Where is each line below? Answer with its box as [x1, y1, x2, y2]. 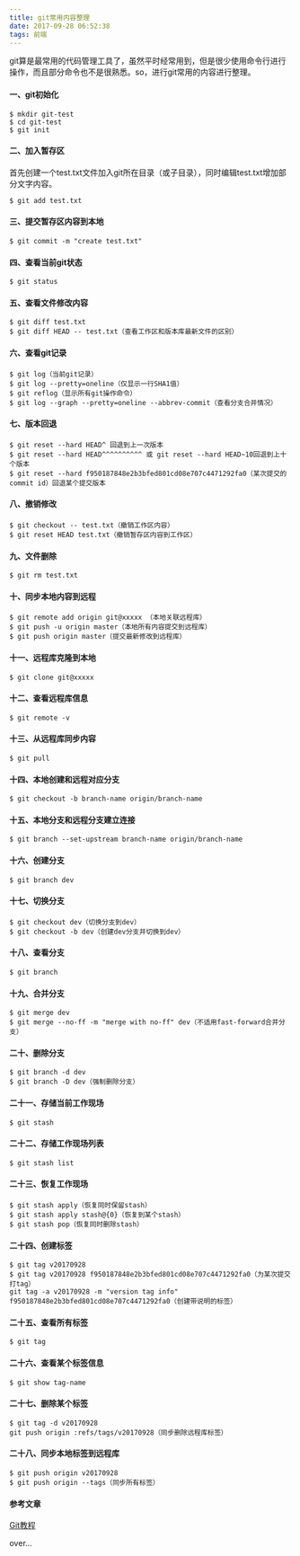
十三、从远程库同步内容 [9, 733, 96, 744]
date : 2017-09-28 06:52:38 [9, 22, 110, 31]
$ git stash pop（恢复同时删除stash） [9, 1220, 144, 1229]
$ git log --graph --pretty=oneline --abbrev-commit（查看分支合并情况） [9, 398, 278, 407]
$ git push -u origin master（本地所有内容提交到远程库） [9, 623, 212, 632]
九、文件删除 [9, 550, 57, 561]
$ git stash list [9, 1158, 75, 1168]
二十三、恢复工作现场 [9, 1179, 88, 1189]
